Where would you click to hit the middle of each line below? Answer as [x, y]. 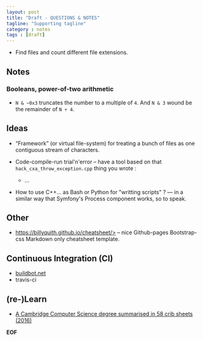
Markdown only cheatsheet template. [72, 239]
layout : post [23, 12]
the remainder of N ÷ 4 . [45, 109]
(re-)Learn [27, 299]
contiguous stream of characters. [57, 150]
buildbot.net [30, 273]
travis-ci [26, 280]
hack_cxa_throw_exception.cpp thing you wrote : [76, 168]
